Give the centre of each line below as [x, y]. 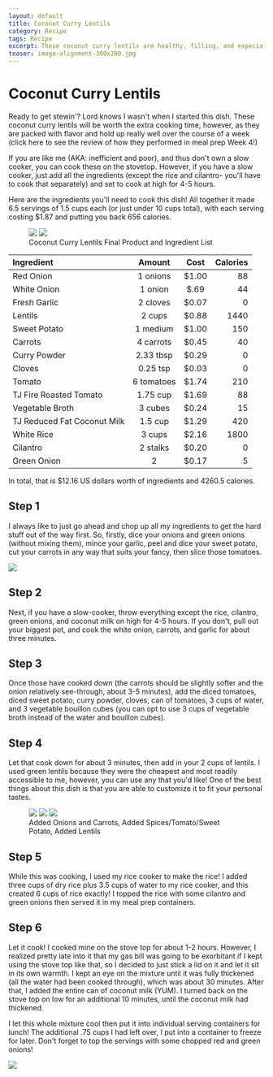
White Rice [33, 434]
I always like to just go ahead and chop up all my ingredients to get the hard [135, 526]
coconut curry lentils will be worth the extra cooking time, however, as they [134, 125]
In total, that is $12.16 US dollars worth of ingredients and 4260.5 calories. [132, 481]
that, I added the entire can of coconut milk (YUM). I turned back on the [128, 990]
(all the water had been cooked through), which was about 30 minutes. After [136, 982]
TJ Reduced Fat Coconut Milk [69, 421]
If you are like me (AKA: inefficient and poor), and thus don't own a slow [129, 158]
